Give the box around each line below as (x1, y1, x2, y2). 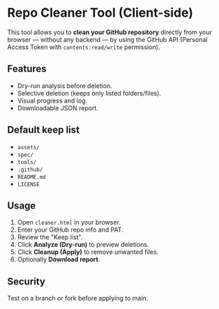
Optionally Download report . (17, 255, 100, 264)
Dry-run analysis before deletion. (17, 82, 113, 90)
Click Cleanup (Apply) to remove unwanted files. (17, 248, 159, 256)
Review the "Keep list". (17, 233, 83, 241)
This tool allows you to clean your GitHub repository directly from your (7, 28, 213, 36)
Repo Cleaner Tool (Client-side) (7, 5, 194, 21)
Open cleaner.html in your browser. (17, 218, 121, 227)
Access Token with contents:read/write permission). (7, 43, 160, 51)
